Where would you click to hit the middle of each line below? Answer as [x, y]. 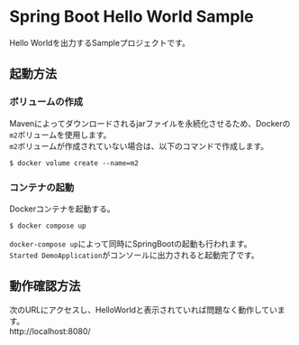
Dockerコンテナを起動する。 [62, 209]
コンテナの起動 [42, 187]
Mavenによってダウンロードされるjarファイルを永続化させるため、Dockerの [150, 123]
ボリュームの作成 [46, 102]
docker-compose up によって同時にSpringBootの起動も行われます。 [131, 243]
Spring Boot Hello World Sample [131, 17]
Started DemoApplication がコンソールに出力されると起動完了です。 [134, 255]
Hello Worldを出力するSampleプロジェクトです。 [100, 42]
